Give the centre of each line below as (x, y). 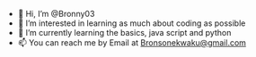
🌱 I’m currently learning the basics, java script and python (124, 33)
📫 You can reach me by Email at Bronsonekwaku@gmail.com (132, 43)
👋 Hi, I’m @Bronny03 (56, 14)
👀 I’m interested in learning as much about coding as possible (132, 23)
